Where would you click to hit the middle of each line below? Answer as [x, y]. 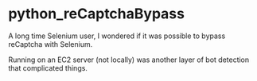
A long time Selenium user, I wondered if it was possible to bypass [117, 36]
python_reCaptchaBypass [97, 14]
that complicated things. [48, 67]
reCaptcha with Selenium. [51, 44]
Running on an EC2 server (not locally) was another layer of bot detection [129, 60]
